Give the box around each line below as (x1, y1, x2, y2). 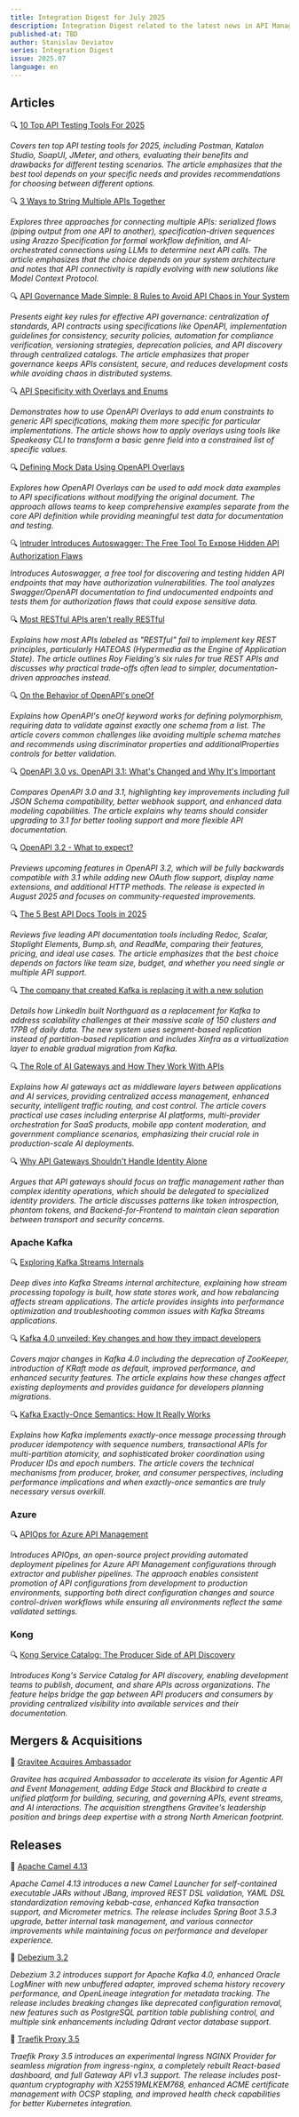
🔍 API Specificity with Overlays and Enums (10, 386, 169, 396)
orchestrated (10, 244, 58, 255)
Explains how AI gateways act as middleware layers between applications (10, 1081, 282, 1092)
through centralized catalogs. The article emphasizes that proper (10, 348, 249, 360)
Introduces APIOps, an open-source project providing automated (10, 1549, 248, 1560)
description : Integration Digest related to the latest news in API (10, 21, 269, 30)
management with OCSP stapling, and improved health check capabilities (10, 2089, 280, 2099)
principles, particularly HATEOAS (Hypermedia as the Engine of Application (10, 643, 287, 654)
